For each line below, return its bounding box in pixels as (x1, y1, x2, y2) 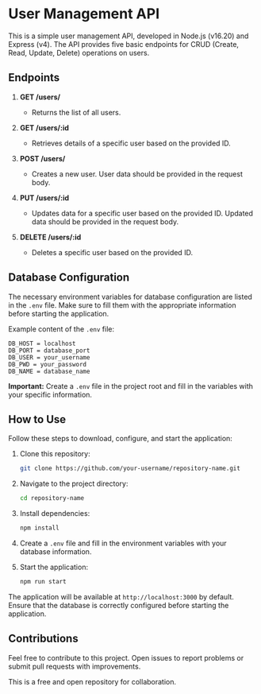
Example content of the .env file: (8, 324, 115, 334)
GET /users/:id (19, 122, 70, 132)
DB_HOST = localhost (8, 339, 77, 347)
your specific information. (8, 390, 93, 399)
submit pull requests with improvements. (8, 661, 141, 671)
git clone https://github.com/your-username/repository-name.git (19, 464, 240, 473)
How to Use (8, 413, 67, 426)
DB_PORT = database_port (8, 347, 90, 355)
